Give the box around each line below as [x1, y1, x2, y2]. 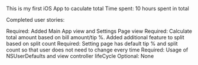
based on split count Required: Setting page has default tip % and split [6, 40, 178, 47]
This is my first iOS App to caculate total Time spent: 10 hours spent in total [6, 5, 189, 12]
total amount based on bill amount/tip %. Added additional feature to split [6, 34, 184, 40]
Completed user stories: [6, 16, 65, 23]
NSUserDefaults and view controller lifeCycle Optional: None [6, 53, 154, 59]
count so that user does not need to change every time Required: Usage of [6, 46, 189, 53]
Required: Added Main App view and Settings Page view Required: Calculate [6, 28, 192, 35]
